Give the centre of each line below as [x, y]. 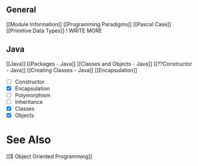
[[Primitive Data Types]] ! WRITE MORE [54, 30]
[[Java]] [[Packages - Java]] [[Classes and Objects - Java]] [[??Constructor [99, 64]
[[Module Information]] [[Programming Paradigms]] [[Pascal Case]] [89, 24]
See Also [29, 140]
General [21, 10]
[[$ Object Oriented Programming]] [49, 156]
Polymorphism [33, 95]
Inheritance [29, 102]
